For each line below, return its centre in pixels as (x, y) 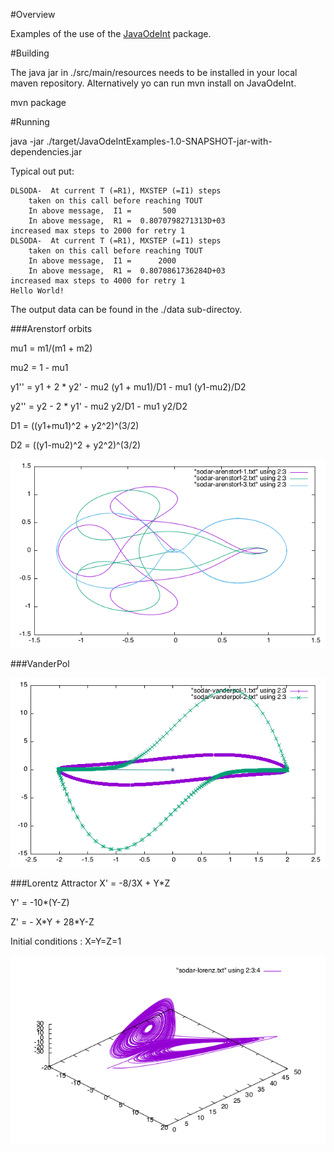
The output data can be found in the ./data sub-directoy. (126, 309)
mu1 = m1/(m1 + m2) (51, 348)
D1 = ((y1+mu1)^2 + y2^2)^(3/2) (75, 425)
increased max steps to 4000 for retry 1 (98, 281)
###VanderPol (40, 664)
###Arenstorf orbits (51, 328)
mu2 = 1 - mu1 (39, 367)
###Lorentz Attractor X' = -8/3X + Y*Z (90, 883)
